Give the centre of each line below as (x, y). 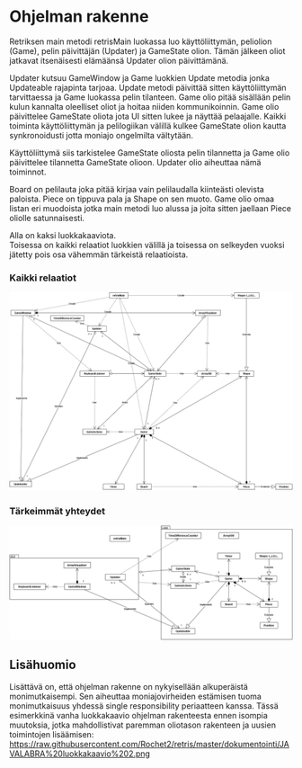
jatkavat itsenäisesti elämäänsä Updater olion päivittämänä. (119, 60)
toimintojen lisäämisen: (52, 734)
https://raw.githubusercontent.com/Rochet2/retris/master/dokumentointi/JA (149, 744)
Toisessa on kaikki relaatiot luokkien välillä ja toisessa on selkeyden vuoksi (147, 245)
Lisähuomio (43, 665)
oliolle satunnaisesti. (47, 218)
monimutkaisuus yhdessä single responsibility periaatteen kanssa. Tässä (144, 705)
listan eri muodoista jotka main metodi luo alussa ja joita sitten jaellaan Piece (151, 208)
